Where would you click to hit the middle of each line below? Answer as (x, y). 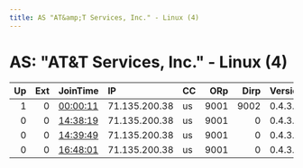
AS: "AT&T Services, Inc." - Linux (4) (149, 62)
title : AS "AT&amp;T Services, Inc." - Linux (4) (105, 18)
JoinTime (78, 91)
